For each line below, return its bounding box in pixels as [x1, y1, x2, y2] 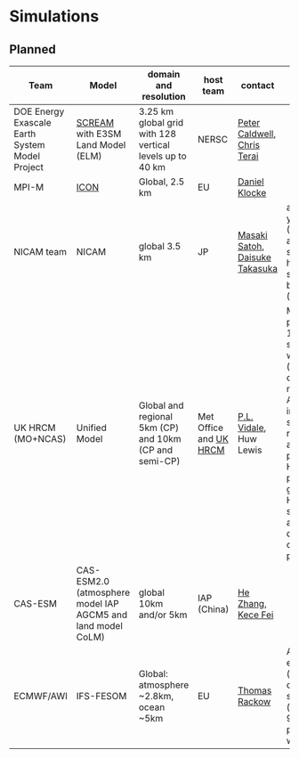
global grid [138, 117, 184, 128]
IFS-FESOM [76, 690, 127, 702]
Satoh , [237, 240, 265, 252]
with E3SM [76, 127, 122, 140]
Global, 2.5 [138, 175, 185, 188]
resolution [141, 91, 187, 102]
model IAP [76, 598, 120, 609]
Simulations [9, 6, 100, 27]
